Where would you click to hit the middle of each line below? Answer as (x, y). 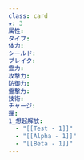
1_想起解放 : (26, 121)
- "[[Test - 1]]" (44, 128)
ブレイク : (22, 61)
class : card (28, 16)
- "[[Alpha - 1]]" (46, 136)
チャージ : (22, 106)
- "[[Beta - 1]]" (44, 143)
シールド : (22, 53)
